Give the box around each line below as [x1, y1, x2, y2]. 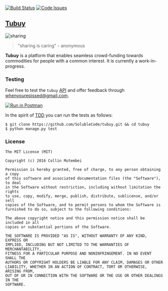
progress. [5, 63, 25, 69]
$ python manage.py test [5, 126, 57, 131]
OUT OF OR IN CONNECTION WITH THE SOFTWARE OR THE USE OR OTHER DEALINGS [5, 273, 163, 278]
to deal [5, 180, 22, 185]
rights [5, 189, 19, 195]
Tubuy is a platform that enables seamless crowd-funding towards [5, 52, 143, 58]
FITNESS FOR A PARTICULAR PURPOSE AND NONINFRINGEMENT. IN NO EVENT [5, 251, 152, 256]
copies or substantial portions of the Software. [5, 225, 112, 230]
